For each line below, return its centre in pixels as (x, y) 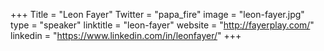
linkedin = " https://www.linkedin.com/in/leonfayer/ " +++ (126, 35)
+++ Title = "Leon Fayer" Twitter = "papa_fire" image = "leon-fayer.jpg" (157, 14)
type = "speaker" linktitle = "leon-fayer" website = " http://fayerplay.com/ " (162, 25)
